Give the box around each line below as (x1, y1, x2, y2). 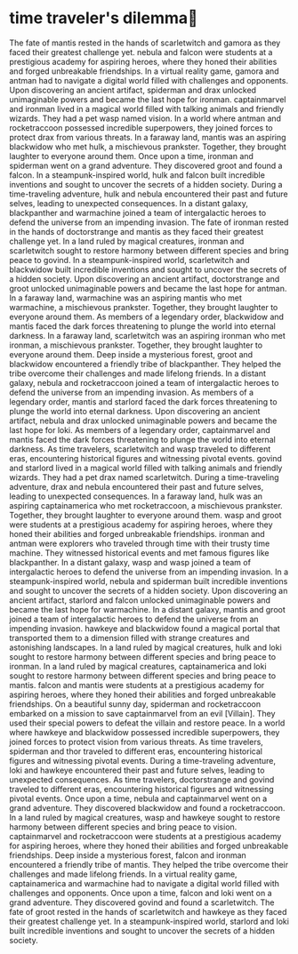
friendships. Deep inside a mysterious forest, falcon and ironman (9, 849, 246, 861)
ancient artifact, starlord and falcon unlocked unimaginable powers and (9, 595, 271, 605)
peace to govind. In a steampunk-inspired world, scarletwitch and (9, 254, 251, 265)
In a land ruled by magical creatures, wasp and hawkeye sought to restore (9, 812, 280, 822)
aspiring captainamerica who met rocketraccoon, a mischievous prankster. (9, 500, 283, 510)
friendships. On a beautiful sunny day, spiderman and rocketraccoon (9, 698, 262, 709)
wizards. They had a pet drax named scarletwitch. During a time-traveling (9, 471, 279, 483)
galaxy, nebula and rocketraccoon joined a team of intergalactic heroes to (9, 377, 279, 388)
